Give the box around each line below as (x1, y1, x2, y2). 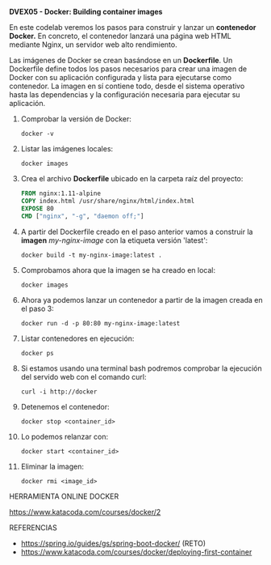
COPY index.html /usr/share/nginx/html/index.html (20, 197, 195, 205)
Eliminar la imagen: (20, 461, 84, 471)
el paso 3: (20, 304, 55, 313)
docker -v (20, 130, 55, 138)
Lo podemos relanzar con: (20, 431, 108, 441)
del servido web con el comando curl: (20, 372, 147, 381)
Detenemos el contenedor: (20, 401, 110, 411)
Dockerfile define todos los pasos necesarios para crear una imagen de (9, 64, 248, 74)
